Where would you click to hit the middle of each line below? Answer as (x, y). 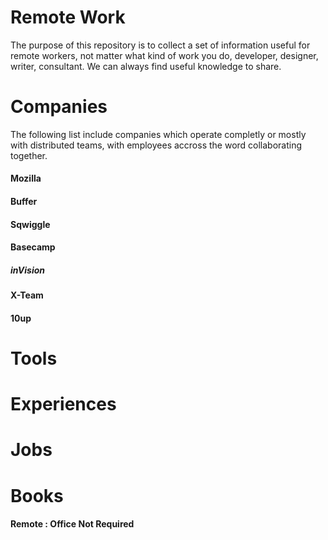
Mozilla (26, 178)
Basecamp (33, 247)
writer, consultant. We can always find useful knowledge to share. (146, 66)
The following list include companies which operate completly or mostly (158, 134)
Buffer (24, 202)
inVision (28, 270)
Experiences (63, 404)
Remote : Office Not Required (72, 524)
